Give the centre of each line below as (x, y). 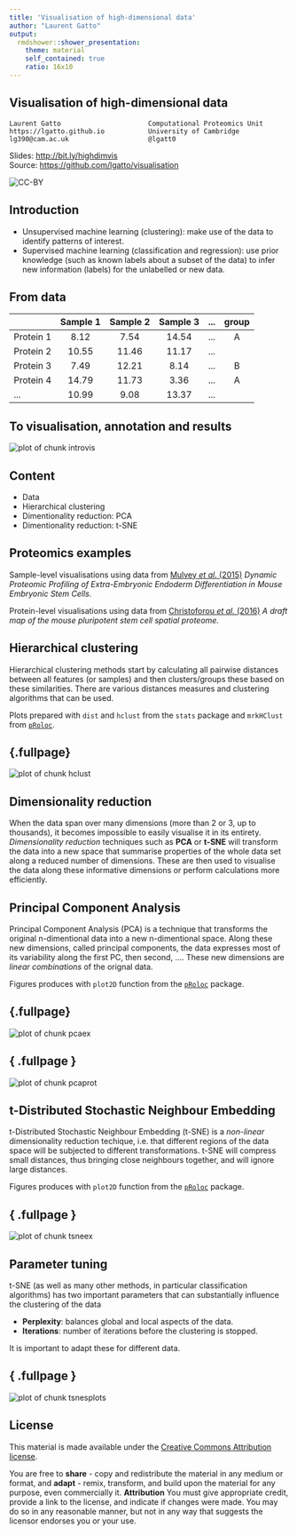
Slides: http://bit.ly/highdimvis (63, 155)
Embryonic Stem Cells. (51, 593)
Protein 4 (32, 380)
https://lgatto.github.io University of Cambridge (125, 131)
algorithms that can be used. (62, 697)
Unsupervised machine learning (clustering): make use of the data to (148, 231)
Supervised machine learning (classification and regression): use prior (150, 251)
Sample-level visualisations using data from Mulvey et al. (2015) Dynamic (143, 575)
